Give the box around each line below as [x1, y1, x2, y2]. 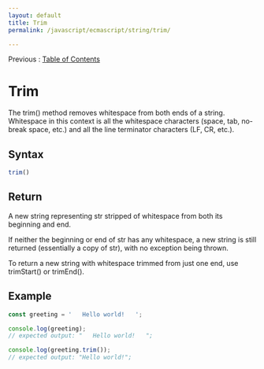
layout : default [8, 11, 61, 20]
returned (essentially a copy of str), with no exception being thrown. [8, 243, 229, 253]
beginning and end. [8, 220, 72, 229]
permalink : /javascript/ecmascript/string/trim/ [8, 26, 171, 34]
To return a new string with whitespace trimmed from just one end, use [8, 258, 239, 268]
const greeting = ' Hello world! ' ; [8, 310, 143, 319]
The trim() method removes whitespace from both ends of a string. [8, 108, 225, 118]
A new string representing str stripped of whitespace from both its [8, 211, 223, 220]
